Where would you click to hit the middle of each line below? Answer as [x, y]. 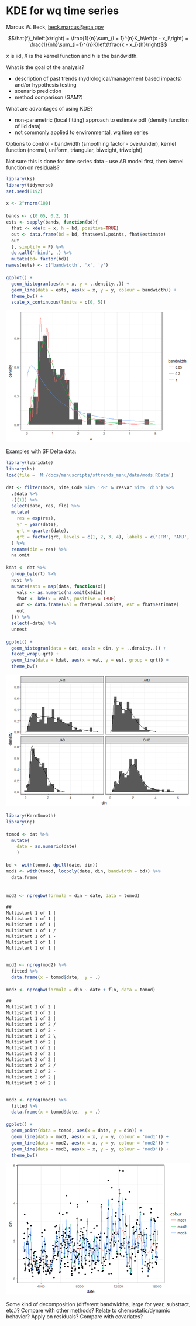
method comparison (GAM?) [49, 97]
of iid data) [27, 126]
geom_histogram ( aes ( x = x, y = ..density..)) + [71, 284]
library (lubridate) [30, 463]
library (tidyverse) [30, 185]
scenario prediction [38, 91]
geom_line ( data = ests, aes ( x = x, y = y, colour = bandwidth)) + [94, 290]
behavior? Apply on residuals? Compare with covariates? [75, 1317]
